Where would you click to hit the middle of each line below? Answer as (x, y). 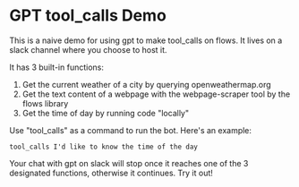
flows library (45, 103)
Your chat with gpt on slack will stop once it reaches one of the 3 (129, 163)
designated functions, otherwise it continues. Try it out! (111, 173)
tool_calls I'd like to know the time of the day (104, 147)
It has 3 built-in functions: (57, 67)
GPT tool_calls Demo (88, 16)
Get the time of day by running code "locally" (106, 113)
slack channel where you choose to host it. (88, 49)
